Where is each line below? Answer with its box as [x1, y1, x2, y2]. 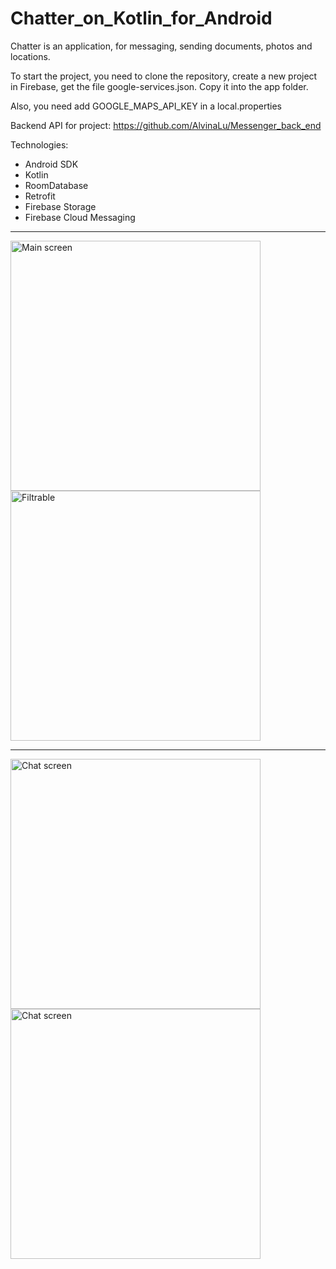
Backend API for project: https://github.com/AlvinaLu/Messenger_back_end [10, 119, 322, 131]
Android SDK [24, 158, 79, 170]
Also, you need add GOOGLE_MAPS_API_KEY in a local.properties [10, 100, 282, 112]
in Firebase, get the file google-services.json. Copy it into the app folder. [10, 80, 309, 92]
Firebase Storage [24, 200, 97, 212]
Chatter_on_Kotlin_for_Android [10, 7, 273, 30]
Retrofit [24, 190, 56, 202]
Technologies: [10, 138, 69, 151]
